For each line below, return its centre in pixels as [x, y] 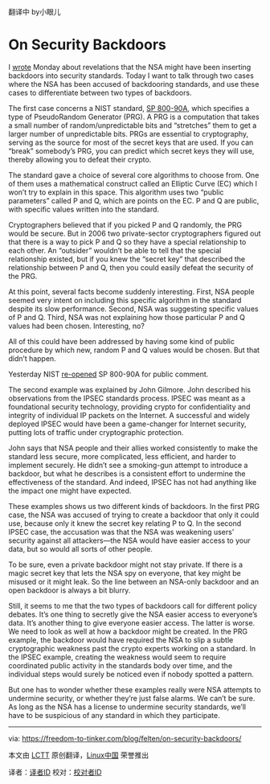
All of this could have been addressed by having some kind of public [122, 341]
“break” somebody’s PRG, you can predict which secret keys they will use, [131, 150]
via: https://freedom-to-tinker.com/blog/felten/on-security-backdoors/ [125, 738]
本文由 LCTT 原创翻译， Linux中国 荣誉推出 [79, 755]
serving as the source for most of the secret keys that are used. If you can [131, 142]
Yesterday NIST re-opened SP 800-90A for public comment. [108, 374]
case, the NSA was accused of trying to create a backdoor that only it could [134, 515]
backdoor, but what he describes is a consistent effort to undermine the [127, 474]
